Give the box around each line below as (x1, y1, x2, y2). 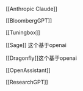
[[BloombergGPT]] (5, 17, 52, 24)
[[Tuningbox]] (5, 29, 40, 36)
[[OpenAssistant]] (5, 67, 51, 74)
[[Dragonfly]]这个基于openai (5, 54, 78, 62)
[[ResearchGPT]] (5, 79, 48, 86)
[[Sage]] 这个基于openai (5, 42, 67, 48)
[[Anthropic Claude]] (5, 5, 57, 12)
